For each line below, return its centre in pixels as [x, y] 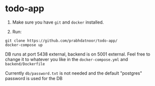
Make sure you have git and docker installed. [58, 22]
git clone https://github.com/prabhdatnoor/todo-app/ [62, 41]
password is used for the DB [34, 78]
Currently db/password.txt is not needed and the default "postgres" [74, 73]
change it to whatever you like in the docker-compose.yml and [67, 59]
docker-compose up [24, 45]
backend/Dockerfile [25, 64]
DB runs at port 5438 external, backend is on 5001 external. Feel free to [78, 54]
